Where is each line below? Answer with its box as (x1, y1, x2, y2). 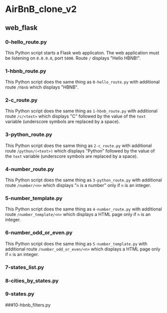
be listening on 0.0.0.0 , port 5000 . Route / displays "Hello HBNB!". (5, 55, 141, 61)
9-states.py (5, 290, 35, 297)
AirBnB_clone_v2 (5, 3, 77, 15)
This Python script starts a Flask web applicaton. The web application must (5, 49, 160, 55)
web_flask (5, 23, 38, 32)
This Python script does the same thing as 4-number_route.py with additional (5, 206, 162, 212)
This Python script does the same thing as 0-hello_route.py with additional (5, 79, 160, 85)
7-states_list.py (5, 263, 44, 270)
